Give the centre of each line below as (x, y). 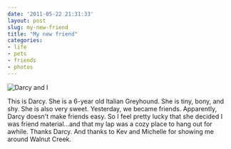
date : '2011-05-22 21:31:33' (51, 14)
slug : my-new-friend (38, 27)
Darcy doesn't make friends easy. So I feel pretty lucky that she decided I (115, 116)
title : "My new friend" (43, 34)
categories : (25, 41)
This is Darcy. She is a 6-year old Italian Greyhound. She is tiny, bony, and (116, 101)
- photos (20, 67)
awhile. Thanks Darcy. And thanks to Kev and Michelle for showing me (111, 131)
